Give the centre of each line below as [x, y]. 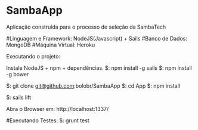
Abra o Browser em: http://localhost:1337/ [58, 109]
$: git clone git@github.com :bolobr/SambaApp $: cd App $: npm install [93, 86]
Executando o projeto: [33, 56]
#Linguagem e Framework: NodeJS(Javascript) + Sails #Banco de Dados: [97, 38]
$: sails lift [19, 97]
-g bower [18, 74]
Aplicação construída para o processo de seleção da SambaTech [86, 27]
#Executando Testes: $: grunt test [48, 120]
